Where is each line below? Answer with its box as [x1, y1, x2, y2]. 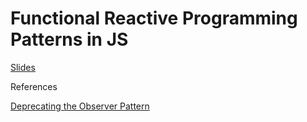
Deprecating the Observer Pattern [10, 100, 150, 112]
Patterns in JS [10, 28, 129, 51]
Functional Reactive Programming [10, 7, 298, 30]
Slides [10, 61, 36, 73]
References [10, 80, 58, 92]
